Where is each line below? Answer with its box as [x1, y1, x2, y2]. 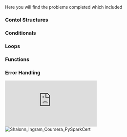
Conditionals [5, 29, 36, 36]
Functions [5, 56, 29, 63]
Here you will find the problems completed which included [5, 4, 123, 10]
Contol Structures [5, 16, 49, 23]
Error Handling [5, 69, 41, 76]
